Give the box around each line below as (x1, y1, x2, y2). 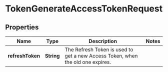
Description (88, 38, 117, 44)
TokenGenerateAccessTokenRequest (5, 3, 163, 14)
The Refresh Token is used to (64, 46, 133, 53)
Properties (5, 23, 39, 31)
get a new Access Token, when (64, 52, 138, 59)
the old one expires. (64, 58, 111, 65)
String (44, 52, 60, 59)
